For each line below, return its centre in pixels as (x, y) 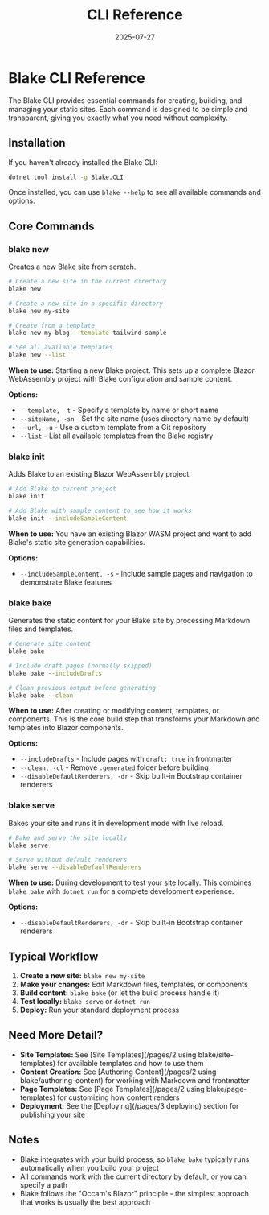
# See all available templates (61, 348)
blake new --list (37, 355)
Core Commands (51, 226)
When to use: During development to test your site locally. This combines (130, 882)
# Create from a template (51, 325)
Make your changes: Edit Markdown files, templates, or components (134, 985)
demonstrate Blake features (66, 582)
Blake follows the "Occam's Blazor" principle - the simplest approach (134, 1193)
